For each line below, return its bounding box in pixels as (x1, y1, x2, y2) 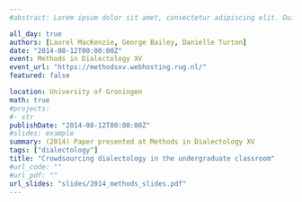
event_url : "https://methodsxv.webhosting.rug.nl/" (9, 63, 207, 72)
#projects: (9, 104, 50, 113)
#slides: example (9, 129, 75, 138)
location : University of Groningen (9, 87, 143, 96)
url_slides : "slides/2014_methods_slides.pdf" (9, 179, 187, 189)
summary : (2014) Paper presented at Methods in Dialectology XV (9, 137, 255, 146)
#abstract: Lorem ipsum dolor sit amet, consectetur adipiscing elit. (9, 13, 280, 22)
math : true (9, 95, 50, 104)
